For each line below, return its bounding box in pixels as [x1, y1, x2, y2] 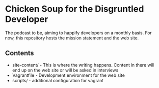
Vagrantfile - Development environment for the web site [12, 72, 125, 78]
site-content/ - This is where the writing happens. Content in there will [12, 62, 155, 68]
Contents [5, 49, 34, 57]
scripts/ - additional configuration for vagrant [12, 77, 104, 83]
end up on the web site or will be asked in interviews [12, 67, 119, 73]
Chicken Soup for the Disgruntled [5, 3, 144, 15]
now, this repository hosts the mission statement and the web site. [5, 35, 139, 41]
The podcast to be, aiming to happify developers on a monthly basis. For [5, 30, 152, 35]
